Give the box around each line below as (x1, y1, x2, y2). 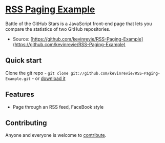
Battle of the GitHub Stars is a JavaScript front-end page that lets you (5, 21, 152, 27)
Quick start (5, 56, 42, 65)
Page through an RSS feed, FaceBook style (12, 104, 104, 110)
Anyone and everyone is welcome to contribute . (5, 132, 107, 138)
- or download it (31, 75, 66, 81)
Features (5, 90, 34, 99)
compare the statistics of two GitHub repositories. (5, 26, 111, 32)
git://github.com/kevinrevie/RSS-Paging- (70, 71, 160, 76)
